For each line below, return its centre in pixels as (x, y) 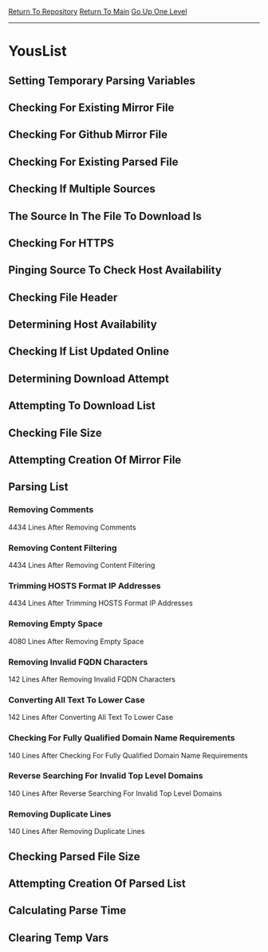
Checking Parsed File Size (74, 856)
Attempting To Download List (82, 406)
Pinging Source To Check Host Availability (115, 270)
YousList (38, 51)
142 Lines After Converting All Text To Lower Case (91, 718)
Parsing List (38, 487)
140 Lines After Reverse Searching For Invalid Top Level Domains (115, 793)
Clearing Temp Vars (59, 937)
